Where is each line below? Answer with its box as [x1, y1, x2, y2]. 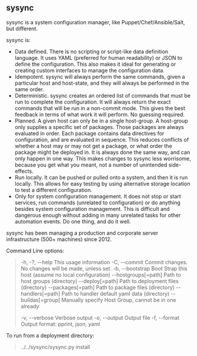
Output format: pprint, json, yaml [20, 320, 101, 328]
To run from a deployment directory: [6, 332, 95, 339]
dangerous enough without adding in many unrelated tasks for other [14, 211, 181, 219]
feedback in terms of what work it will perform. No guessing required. [14, 111, 185, 118]
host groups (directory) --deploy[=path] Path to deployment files [20, 277, 179, 284]
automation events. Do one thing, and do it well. [14, 217, 131, 225]
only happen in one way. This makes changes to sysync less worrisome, [14, 155, 191, 162]
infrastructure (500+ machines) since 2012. [6, 235, 112, 243]
